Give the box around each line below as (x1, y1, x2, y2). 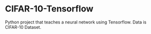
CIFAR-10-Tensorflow (5, 3, 93, 14)
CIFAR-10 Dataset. (5, 24, 42, 30)
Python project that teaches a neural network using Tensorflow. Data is (5, 19, 147, 25)
